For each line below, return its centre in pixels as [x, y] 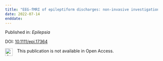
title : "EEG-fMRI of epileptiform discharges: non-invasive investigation [82, 9]
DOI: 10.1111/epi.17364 [26, 42]
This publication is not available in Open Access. [65, 51]
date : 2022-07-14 [23, 14]
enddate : [14, 18]
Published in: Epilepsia [28, 32]
